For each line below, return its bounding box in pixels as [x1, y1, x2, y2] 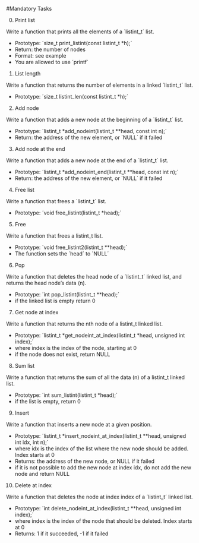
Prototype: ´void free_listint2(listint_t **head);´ [14, 244, 128, 251]
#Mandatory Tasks [6, 5, 52, 12]
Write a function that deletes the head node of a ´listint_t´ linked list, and [6, 273, 182, 280]
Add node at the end [14, 146, 65, 152]
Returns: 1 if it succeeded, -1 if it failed [14, 530, 109, 537]
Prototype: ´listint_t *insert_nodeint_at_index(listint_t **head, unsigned [14, 432, 186, 439]
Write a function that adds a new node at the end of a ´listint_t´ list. [6, 157, 169, 164]
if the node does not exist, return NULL [14, 351, 110, 358]
